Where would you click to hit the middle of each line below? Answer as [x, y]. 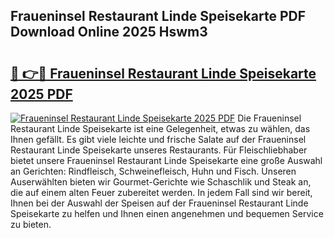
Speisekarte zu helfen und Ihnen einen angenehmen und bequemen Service [167, 213]
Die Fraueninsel [269, 118]
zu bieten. [31, 224]
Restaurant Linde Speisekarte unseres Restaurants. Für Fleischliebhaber [159, 150]
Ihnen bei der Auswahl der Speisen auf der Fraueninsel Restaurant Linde [159, 203]
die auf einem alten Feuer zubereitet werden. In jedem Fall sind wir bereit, [161, 192]
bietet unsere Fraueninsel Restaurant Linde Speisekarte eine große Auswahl [166, 160]
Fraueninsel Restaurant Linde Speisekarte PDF [158, 16]
